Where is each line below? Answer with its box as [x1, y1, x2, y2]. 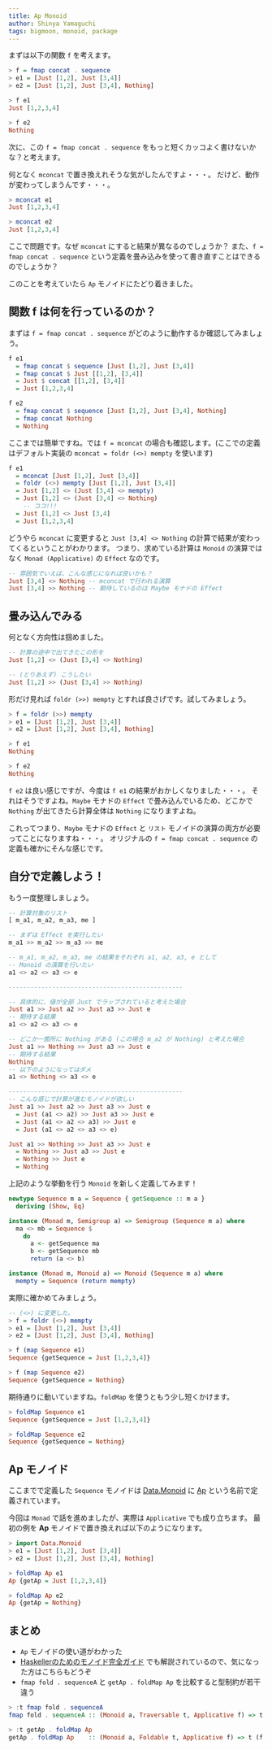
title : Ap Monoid [8, 11, 67, 20]
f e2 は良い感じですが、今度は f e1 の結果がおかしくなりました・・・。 [8, 786, 250, 795]
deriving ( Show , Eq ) [15, 1202, 85, 1210]
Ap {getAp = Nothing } [8, 1599, 82, 1607]
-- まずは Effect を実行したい [8, 931, 103, 939]
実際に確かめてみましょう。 [8, 1292, 101, 1302]
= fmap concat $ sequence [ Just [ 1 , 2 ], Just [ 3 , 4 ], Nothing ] [15, 407, 227, 416]
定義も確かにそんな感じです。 [8, 843, 108, 853]
